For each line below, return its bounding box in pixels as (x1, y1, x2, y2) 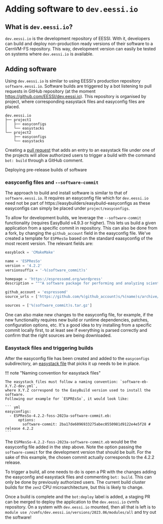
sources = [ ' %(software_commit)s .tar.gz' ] (5, 303, 92, 308)
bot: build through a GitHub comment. (5, 157, 84, 163)
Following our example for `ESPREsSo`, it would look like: (5, 396, 130, 401)
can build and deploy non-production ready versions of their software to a (5, 41, 153, 47)
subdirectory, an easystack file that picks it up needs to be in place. (5, 360, 140, 367)
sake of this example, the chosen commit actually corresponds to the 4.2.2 (5, 455, 155, 460)
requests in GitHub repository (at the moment (5, 88, 96, 94)
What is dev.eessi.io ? (5, 23, 73, 31)
